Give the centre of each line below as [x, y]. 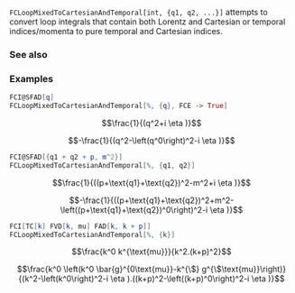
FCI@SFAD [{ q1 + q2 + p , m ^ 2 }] [66, 157]
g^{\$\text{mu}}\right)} [244, 270]
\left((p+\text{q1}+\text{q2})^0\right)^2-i [134, 209]
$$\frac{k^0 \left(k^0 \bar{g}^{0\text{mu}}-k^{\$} [108, 270]
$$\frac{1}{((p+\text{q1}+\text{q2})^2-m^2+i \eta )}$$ [152, 182]
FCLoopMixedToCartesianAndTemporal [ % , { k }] [92, 234]
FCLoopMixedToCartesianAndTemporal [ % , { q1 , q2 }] [102, 165]
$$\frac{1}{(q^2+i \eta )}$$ [152, 123]
